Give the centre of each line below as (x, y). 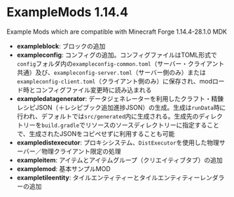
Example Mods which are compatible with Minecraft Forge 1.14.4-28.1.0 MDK (117, 32)
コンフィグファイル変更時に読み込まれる (94, 90)
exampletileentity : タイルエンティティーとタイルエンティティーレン (115, 177)
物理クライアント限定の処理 (81, 151)
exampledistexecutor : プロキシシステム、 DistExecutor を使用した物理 (118, 142)
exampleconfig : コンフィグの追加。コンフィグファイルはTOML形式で (117, 55)
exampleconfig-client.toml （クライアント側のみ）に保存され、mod (115, 81)
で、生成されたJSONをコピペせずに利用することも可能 (96, 133)
